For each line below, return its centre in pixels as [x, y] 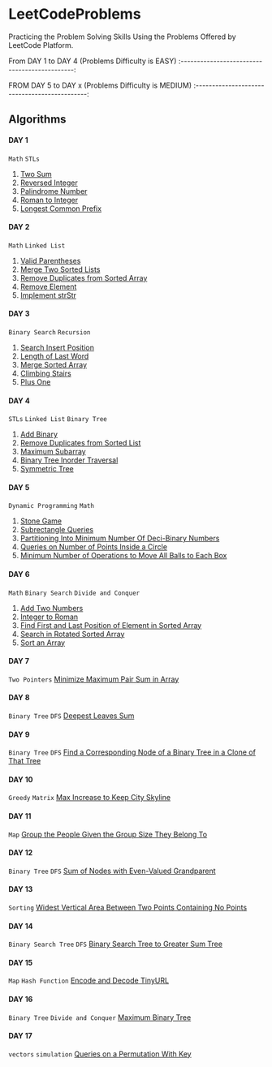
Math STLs [24, 159]
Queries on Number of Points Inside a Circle [94, 547]
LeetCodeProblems [75, 14]
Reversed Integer [49, 183]
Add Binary [39, 434]
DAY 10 [21, 779]
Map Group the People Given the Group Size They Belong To [108, 834]
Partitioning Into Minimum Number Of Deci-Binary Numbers [120, 538]
